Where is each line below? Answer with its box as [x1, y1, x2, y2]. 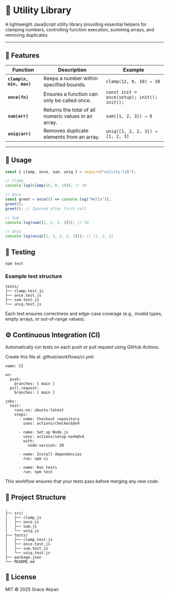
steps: [14, 412, 28, 417]
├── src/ [5, 510, 24, 516]
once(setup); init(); [106, 94, 157, 100]
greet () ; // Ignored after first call [5, 206, 87, 211]
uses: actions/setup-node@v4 [23, 434, 84, 439]
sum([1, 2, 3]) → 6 [106, 113, 152, 119]
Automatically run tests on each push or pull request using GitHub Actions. [5, 344, 160, 350]
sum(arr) [8, 113, 29, 119]
